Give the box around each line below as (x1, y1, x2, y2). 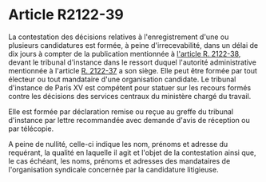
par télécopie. (8, 124, 54, 133)
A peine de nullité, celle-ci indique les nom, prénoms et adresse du (8, 139, 228, 148)
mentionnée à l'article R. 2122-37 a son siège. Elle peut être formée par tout (8, 65, 257, 75)
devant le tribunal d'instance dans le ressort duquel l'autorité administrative (8, 57, 257, 67)
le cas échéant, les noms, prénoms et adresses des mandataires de (8, 156, 231, 165)
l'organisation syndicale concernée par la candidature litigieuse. (8, 164, 219, 174)
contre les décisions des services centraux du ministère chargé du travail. (8, 91, 252, 101)
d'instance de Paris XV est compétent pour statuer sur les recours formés (8, 82, 252, 93)
